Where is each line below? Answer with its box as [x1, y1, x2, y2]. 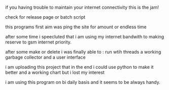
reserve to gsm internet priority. [5, 39, 72, 45]
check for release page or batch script [5, 14, 86, 20]
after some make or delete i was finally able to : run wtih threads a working [5, 49, 161, 55]
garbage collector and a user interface [5, 54, 86, 60]
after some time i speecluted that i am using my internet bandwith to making [5, 34, 164, 39]
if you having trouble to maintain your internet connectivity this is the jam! [5, 5, 159, 10]
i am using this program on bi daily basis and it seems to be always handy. [5, 79, 161, 85]
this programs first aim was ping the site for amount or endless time [5, 24, 147, 30]
